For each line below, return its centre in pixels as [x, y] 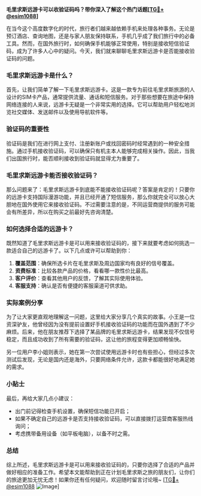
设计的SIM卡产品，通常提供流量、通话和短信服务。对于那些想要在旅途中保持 [100, 97]
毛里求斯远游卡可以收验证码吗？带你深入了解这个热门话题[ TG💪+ [85, 9]
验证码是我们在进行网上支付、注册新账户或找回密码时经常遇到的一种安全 [95, 143]
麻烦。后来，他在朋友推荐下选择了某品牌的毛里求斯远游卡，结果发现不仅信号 [100, 332]
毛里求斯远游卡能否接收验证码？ [52, 175]
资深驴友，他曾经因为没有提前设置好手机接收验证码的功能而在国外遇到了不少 [100, 324]
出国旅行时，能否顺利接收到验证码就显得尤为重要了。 [77, 158]
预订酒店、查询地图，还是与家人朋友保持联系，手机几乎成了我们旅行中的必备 [100, 36]
